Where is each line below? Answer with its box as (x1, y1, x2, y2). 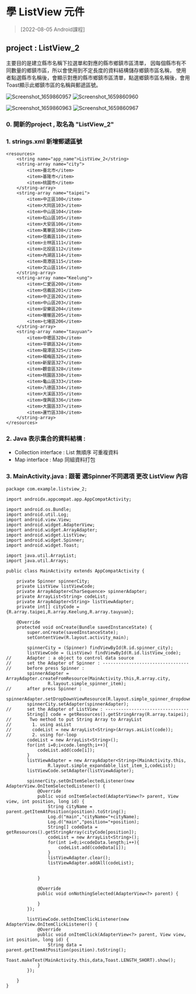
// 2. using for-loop (6, 732, 77, 738)
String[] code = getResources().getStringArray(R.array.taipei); (27, 711, 190, 717)
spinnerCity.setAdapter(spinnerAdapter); (27, 701, 129, 707)
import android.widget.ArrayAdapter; (6, 527, 98, 533)
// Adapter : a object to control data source (6, 655, 134, 661)
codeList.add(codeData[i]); (58, 844, 127, 851)
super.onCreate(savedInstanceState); (27, 629, 118, 635)
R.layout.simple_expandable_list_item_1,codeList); (47, 762, 176, 769)
